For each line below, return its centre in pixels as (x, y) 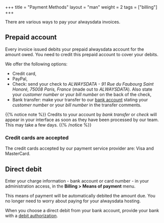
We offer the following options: (36, 64)
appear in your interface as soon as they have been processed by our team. (82, 120)
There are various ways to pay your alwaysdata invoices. (63, 22)
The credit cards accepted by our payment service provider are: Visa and (80, 148)
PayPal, (20, 79)
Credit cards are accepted (37, 137)
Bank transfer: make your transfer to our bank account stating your (80, 99)
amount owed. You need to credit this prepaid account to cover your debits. (82, 54)
